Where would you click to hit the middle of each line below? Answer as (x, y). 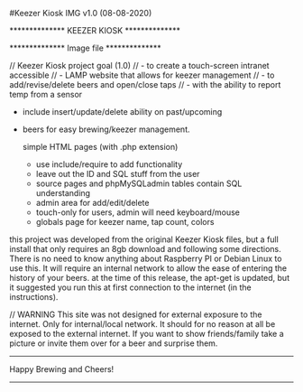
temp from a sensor (46, 94)
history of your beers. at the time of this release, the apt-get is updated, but (150, 278)
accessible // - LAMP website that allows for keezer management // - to (142, 75)
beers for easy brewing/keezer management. (106, 129)
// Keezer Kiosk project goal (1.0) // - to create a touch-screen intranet (139, 65)
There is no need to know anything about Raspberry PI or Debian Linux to (146, 258)
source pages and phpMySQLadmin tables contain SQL (139, 183)
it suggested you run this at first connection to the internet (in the (130, 287)
